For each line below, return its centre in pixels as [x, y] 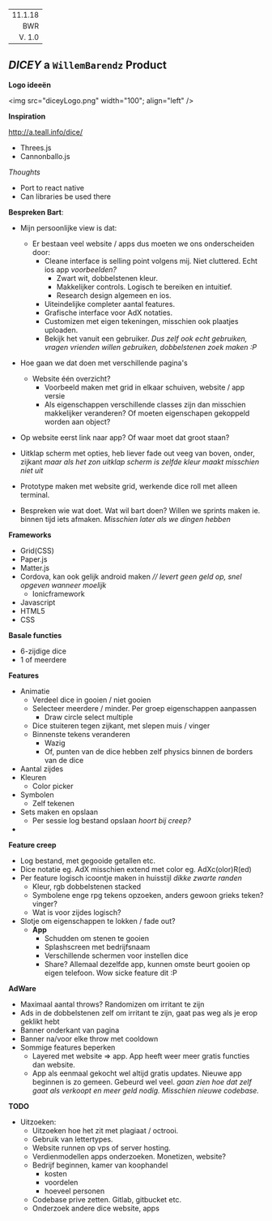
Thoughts [24, 172]
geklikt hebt [40, 1021]
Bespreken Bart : [36, 212]
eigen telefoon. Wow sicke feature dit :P [111, 973]
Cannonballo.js [45, 156]
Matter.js [35, 567]
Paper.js [34, 559]
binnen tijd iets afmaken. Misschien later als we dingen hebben [125, 519]
